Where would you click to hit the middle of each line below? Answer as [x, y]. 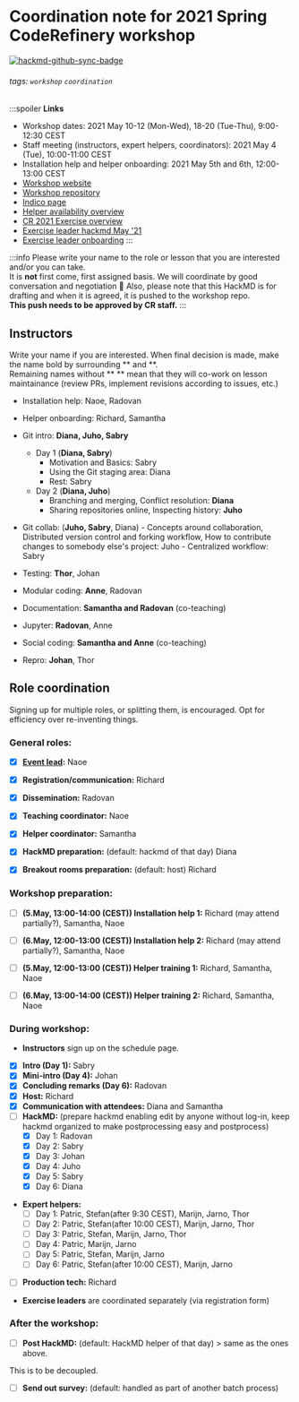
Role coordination [60, 688]
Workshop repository [61, 193]
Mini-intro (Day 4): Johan [70, 1076]
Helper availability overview [73, 211]
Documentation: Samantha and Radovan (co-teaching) [124, 607]
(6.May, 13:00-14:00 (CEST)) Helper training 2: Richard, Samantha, [148, 995]
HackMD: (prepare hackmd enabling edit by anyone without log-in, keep [156, 1116]
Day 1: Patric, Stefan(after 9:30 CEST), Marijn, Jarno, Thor [142, 1214]
